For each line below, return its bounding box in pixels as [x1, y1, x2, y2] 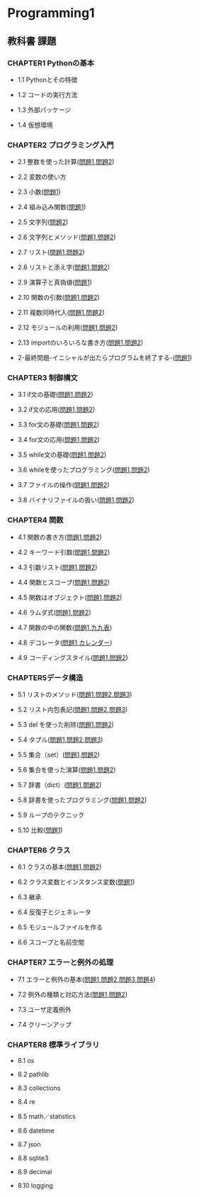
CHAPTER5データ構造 [7, 672, 84, 682]
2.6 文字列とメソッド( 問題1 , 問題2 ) [17, 233, 117, 242]
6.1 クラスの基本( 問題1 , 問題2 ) [17, 863, 102, 872]
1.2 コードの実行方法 [17, 90, 78, 99]
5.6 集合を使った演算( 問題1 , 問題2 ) [17, 766, 116, 774]
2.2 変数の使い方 [17, 172, 67, 182]
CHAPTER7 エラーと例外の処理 [7, 957, 114, 967]
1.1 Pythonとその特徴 [17, 75, 78, 84]
